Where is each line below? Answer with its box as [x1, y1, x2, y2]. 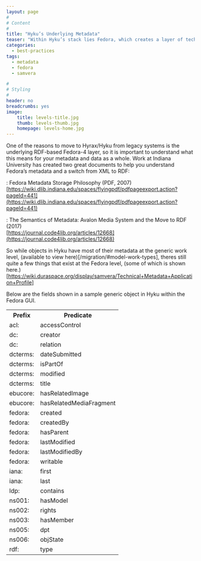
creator [39, 331, 61, 339]
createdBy [39, 418, 69, 427]
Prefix [13, 311, 31, 320]
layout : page [6, 8, 39, 15]
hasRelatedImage [39, 389, 89, 398]
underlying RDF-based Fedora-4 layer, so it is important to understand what [6, 148, 193, 156]
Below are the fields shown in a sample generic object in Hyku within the [6, 290, 185, 298]
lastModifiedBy [39, 448, 83, 456]
